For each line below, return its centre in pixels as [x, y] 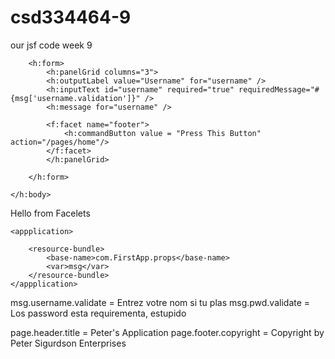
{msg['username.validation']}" [75, 98]
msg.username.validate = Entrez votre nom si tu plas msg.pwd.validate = [160, 302]
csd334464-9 [71, 17]
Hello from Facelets [50, 213]
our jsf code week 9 [51, 45]
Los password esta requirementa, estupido [98, 313]
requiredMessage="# [279, 89]
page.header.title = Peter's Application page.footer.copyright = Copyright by [167, 332]
